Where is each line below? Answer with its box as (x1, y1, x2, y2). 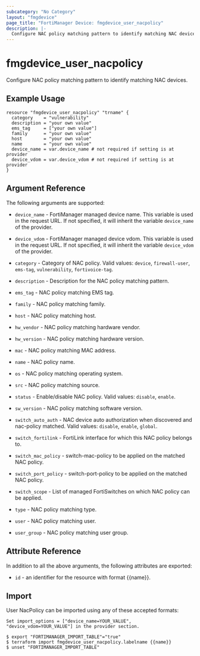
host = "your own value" (11, 136, 92, 142)
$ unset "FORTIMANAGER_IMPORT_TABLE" (6, 645, 100, 651)
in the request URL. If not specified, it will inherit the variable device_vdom (14, 241, 194, 249)
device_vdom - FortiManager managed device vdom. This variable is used (14, 235, 193, 242)
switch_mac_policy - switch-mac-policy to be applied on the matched (14, 452, 186, 459)
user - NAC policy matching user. (14, 517, 96, 525)
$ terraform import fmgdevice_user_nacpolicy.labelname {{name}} (6, 639, 171, 645)
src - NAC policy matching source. (14, 381, 100, 388)
